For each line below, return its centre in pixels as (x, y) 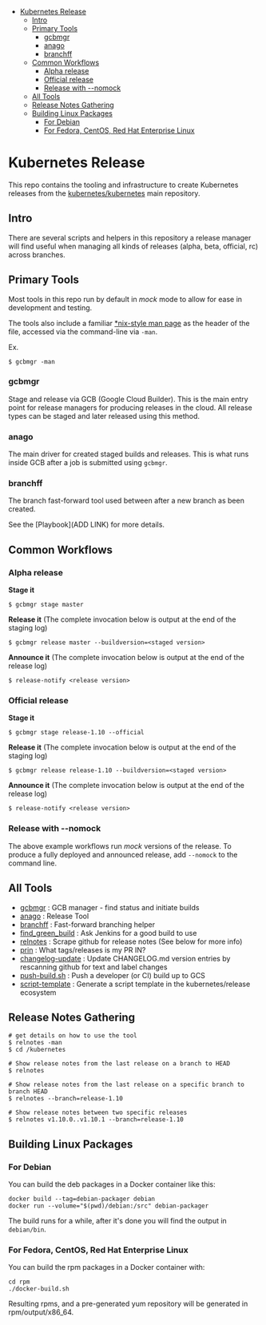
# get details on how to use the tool (73, 1036)
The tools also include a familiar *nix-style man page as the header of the (129, 323)
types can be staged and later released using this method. (104, 416)
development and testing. (50, 308)
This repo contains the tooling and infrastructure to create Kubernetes (123, 185)
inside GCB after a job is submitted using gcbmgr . (88, 463)
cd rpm (19, 1282)
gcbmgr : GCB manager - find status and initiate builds (109, 907)
